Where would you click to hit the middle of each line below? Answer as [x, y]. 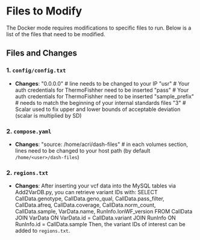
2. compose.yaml [29, 131]
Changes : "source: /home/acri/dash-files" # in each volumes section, [102, 144]
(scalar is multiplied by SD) [48, 115]
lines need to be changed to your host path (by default [83, 150]
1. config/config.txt [36, 71]
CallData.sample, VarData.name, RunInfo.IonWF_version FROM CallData [104, 212]
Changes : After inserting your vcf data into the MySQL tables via [95, 186]
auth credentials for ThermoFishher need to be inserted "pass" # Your [102, 90]
